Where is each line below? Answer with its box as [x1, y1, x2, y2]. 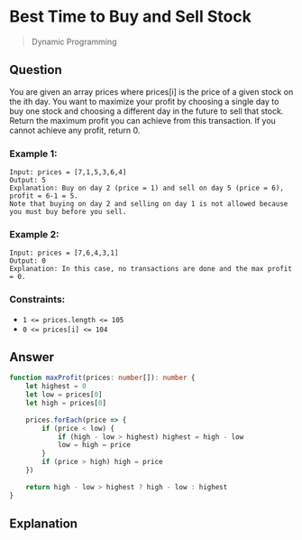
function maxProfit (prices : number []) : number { [9, 373, 196, 383]
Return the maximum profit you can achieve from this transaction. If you [9, 115, 277, 126]
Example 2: [9, 228, 59, 240]
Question [9, 62, 62, 78]
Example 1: [9, 147, 58, 160]
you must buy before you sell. [9, 208, 127, 217]
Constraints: [9, 293, 66, 306]
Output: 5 [9, 176, 47, 185]
